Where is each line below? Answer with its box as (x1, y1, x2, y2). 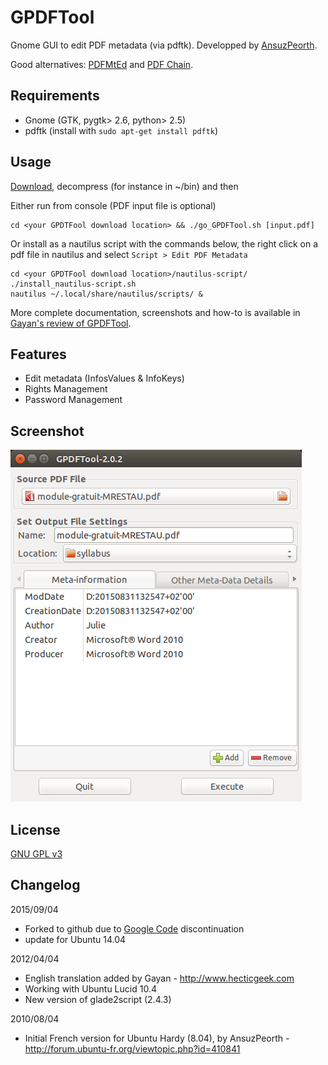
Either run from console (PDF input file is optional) (10, 199, 217, 211)
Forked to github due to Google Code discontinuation (24, 922, 245, 935)
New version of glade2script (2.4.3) (24, 993, 172, 1005)
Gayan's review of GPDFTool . (10, 317, 132, 329)
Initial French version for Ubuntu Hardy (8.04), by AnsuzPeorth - (24, 1032, 290, 1044)
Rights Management (24, 383, 108, 395)
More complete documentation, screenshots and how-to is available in (10, 306, 301, 318)
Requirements (10, 87, 100, 105)
